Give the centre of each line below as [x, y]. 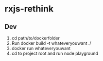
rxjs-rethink [29, 9]
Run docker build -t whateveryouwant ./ [51, 43]
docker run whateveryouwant [41, 48]
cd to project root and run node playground [55, 53]
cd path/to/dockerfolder [36, 38]
